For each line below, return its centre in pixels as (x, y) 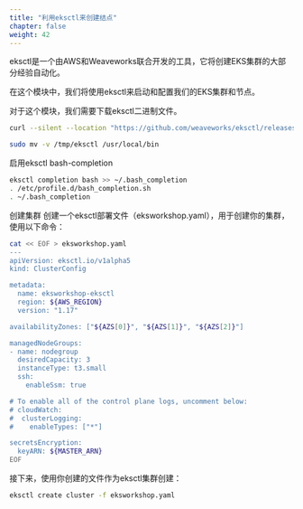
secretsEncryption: (46, 443)
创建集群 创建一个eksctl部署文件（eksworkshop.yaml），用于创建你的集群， (150, 215)
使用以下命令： (37, 226)
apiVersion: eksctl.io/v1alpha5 (70, 260)
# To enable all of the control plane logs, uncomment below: (129, 401)
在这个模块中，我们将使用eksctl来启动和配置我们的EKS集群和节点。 (134, 92)
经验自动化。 (41, 72)
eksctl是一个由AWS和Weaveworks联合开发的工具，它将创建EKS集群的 (140, 61)
